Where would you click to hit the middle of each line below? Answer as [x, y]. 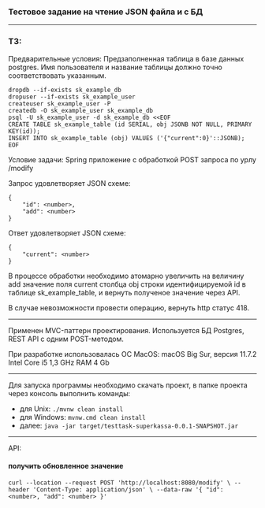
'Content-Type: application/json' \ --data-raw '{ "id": [128, 489]
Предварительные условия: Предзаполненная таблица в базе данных [126, 58]
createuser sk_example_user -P [60, 104]
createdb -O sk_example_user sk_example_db [81, 110]
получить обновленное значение [66, 466]
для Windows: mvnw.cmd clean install [82, 417]
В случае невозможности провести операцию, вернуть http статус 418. [129, 308]
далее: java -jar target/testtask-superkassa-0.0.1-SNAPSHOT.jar [129, 425]
